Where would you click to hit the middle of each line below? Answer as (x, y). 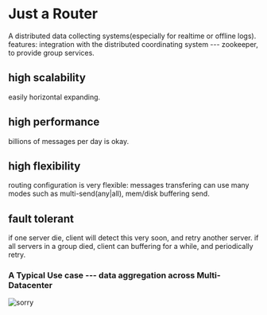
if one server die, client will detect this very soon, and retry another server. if (133, 238)
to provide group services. (52, 52)
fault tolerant (41, 218)
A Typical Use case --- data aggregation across (102, 275)
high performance (54, 122)
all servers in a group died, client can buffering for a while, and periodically (131, 247)
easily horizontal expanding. (54, 97)
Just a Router (53, 14)
